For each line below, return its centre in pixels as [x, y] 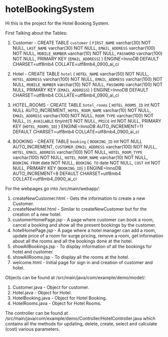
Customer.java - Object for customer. [51, 287]
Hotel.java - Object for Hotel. [42, 292]
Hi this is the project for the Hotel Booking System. [57, 23]
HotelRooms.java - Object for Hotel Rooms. [57, 303]
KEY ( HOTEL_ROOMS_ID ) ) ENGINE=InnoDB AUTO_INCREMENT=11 [78, 126]
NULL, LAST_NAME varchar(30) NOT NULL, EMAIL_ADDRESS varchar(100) [84, 48]
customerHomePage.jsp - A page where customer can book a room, [83, 219]
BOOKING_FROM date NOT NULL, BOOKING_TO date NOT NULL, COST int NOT [86, 162]
